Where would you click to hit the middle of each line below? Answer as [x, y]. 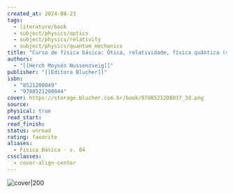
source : [18, 105]
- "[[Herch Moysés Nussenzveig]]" [63, 66]
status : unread [29, 130]
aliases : [20, 144]
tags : [15, 20]
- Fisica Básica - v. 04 [49, 150]
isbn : [15, 79]
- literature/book [40, 27]
